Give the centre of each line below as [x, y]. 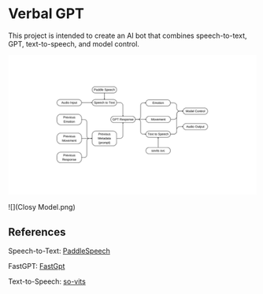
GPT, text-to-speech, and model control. [74, 43]
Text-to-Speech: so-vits [47, 281]
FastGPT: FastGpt [37, 266]
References [37, 232]
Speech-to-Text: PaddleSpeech [59, 251]
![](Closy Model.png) [42, 207]
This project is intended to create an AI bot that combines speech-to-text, [128, 35]
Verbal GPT [46, 14]
